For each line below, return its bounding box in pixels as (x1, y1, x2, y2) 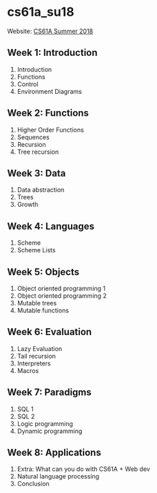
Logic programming (17, 419, 74, 427)
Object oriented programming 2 (17, 292, 107, 300)
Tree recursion (17, 148, 59, 156)
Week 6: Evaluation (7, 326, 92, 338)
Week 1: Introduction (7, 47, 98, 59)
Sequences (17, 132, 50, 141)
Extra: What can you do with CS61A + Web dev (17, 465, 150, 473)
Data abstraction (17, 185, 65, 194)
